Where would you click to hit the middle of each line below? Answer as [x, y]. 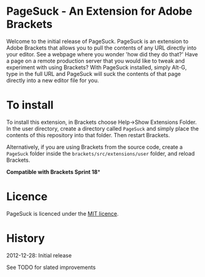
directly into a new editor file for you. [53, 80]
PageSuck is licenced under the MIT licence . [63, 213]
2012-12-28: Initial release [39, 255]
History [26, 238]
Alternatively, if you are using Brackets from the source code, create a [95, 147]
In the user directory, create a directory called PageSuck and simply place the [102, 128]
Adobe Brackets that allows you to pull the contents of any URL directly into [102, 48]
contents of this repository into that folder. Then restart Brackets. [88, 135]
